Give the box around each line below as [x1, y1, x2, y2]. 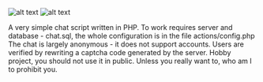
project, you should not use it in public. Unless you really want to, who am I [8, 56, 253, 65]
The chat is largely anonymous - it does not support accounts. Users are [8, 39, 245, 49]
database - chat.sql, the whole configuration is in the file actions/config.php [8, 32, 255, 40]
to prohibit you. [8, 65, 58, 74]
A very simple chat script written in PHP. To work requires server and [8, 23, 233, 32]
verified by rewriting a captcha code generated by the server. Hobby [8, 48, 231, 57]
